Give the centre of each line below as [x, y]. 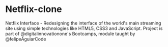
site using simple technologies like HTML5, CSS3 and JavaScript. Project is [84, 28]
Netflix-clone [34, 9]
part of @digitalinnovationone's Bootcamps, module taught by [70, 33]
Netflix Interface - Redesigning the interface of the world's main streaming [83, 23]
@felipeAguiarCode [26, 39]
